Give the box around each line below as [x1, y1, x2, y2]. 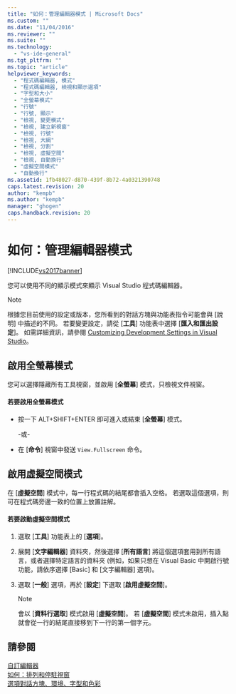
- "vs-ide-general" [14, 51, 72, 58]
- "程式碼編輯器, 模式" [14, 76, 76, 84]
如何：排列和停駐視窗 [7, 670, 70, 678]
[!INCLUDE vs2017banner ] [7, 266, 83, 275]
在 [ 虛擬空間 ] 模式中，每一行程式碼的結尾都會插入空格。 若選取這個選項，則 [7, 488, 230, 496]
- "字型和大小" [14, 90, 53, 97]
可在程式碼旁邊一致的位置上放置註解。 [7, 497, 119, 506]
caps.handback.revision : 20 [7, 210, 91, 217]
